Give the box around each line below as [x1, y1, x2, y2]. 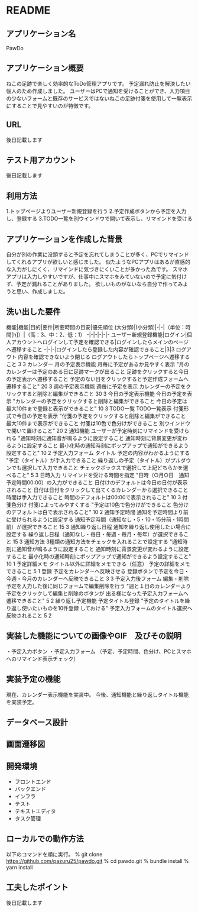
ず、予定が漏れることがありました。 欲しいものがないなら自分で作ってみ [6, 280, 183, 287]
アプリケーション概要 [6, 63, 84, 73]
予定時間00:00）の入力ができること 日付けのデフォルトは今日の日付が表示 [6, 478, 188, 486]
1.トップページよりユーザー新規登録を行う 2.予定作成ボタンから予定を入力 [6, 208, 187, 215]
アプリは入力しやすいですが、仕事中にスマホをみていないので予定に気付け [6, 273, 187, 280]
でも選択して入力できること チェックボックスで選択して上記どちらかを [11, 464, 183, 471]
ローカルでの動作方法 [6, 834, 84, 844]
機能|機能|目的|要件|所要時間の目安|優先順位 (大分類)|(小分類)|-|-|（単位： [6, 324, 186, 331]
